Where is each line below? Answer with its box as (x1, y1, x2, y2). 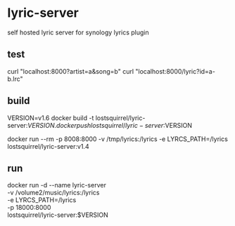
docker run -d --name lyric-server (7, 181, 107, 190)
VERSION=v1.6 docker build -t (7, 114, 94, 122)
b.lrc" (7, 74, 23, 83)
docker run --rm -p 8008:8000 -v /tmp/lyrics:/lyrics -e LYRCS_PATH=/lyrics (7, 135, 229, 143)
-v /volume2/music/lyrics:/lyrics (7, 188, 100, 197)
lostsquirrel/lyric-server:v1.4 (7, 142, 89, 150)
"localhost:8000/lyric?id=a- (135, 67, 216, 75)
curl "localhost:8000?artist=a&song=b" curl (7, 67, 134, 75)
